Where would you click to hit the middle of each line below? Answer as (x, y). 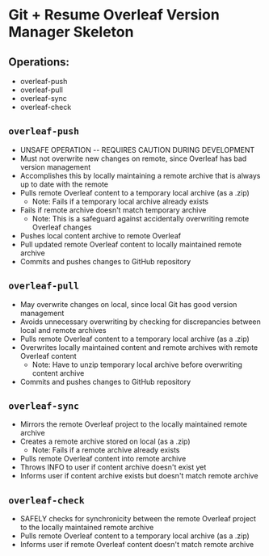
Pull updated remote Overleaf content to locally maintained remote (131, 244)
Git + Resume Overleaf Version (114, 15)
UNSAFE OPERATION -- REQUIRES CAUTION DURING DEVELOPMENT (137, 150)
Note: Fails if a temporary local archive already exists (120, 201)
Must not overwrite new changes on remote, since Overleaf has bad (133, 158)
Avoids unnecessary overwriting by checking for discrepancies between (140, 322)
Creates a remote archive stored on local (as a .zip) (105, 441)
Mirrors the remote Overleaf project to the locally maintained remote (134, 424)
